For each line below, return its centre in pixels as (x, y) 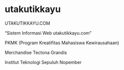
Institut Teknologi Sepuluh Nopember (43, 62)
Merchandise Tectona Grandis (36, 52)
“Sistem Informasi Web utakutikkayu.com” (48, 33)
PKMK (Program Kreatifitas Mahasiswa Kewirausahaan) (62, 43)
